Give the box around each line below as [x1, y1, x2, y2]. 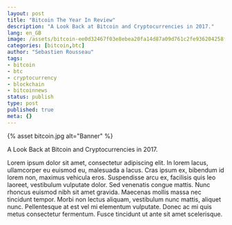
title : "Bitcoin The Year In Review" [7, 17, 116, 23]
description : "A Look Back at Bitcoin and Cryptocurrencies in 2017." [7, 23, 215, 30]
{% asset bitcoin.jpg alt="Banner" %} [7, 132, 113, 140]
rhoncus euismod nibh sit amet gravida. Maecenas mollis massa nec [7, 188, 202, 196]
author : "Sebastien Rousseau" [7, 49, 95, 56]
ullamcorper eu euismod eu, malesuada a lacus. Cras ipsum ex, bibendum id [7, 166, 224, 174]
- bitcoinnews [7, 87, 48, 94]
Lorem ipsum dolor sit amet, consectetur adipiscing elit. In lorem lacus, [7, 158, 209, 166]
